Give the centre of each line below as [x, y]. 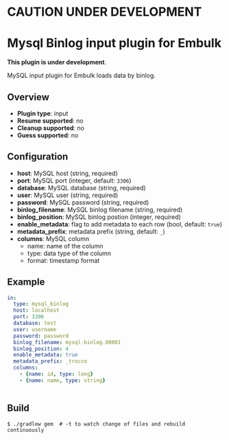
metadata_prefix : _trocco [50, 361]
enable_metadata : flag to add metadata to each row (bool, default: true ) [120, 224]
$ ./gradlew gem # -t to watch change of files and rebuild [96, 424]
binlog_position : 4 [41, 349]
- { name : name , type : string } [63, 380]
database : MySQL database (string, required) [81, 187]
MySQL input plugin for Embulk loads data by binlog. [81, 75]
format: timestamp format [63, 260]
